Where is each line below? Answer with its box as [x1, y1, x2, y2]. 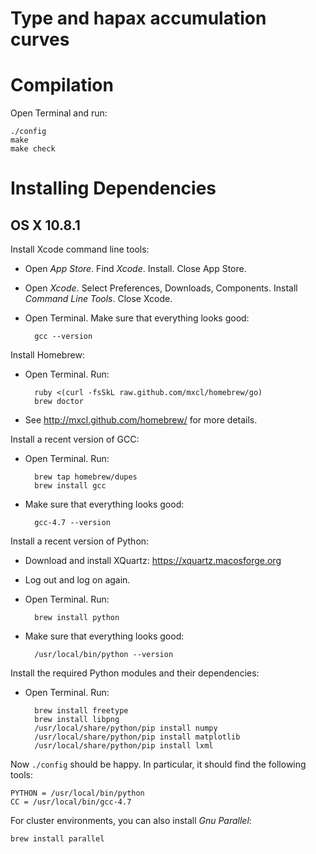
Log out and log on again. [24, 574, 131, 586]
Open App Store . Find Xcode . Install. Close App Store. [24, 263, 247, 275]
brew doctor [34, 397, 84, 407]
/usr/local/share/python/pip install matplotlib [34, 732, 241, 742]
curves [10, 28, 70, 51]
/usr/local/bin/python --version [34, 650, 174, 660]
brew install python [34, 613, 120, 623]
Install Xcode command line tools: [10, 243, 150, 256]
